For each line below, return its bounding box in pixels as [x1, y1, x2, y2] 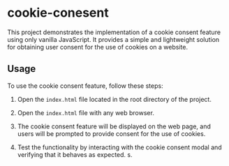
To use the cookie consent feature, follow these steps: [7, 82, 163, 90]
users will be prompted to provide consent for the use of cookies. [17, 129, 206, 137]
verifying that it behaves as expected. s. [17, 150, 133, 158]
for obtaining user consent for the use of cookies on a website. [7, 43, 189, 51]
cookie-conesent [7, 5, 110, 21]
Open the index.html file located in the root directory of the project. [17, 95, 212, 103]
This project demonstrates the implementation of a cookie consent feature [7, 28, 221, 36]
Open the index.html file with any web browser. [17, 108, 155, 116]
